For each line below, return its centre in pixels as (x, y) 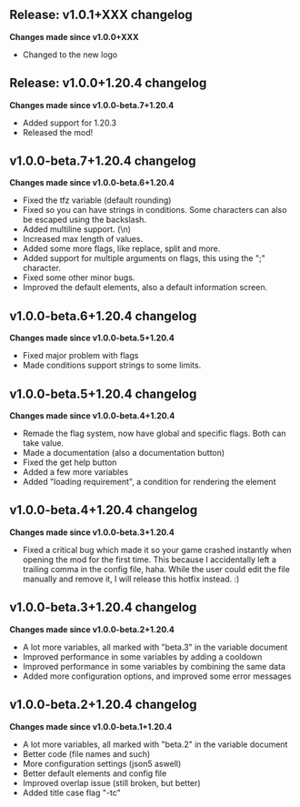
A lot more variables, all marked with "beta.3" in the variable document (155, 647)
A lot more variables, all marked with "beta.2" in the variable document (155, 744)
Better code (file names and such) (86, 753)
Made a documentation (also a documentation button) (124, 453)
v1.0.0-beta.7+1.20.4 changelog (103, 161)
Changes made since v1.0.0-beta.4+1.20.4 (92, 416)
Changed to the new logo (70, 55)
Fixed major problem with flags (80, 356)
